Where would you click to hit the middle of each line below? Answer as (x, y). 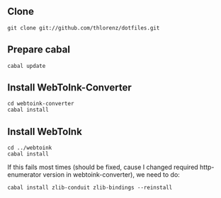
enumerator (24, 175)
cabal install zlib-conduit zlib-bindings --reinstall (90, 188)
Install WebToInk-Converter (70, 88)
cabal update (27, 66)
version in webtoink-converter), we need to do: (112, 175)
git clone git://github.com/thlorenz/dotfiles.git (84, 28)
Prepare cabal (39, 50)
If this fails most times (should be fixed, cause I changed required (103, 167)
